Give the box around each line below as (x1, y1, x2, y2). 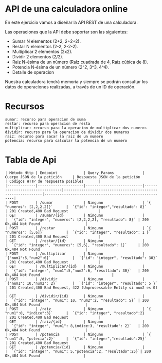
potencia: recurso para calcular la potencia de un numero (5, 138, 127, 143)
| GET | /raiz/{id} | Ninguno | (5, 319, 145, 324)
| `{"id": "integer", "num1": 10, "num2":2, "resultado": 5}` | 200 (5, 298, 149, 303)
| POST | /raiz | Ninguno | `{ (5, 306, 151, 311)
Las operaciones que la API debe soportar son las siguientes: (5, 29, 128, 35)
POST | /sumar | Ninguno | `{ (9, 200, 151, 205)
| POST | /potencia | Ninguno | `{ (5, 332, 151, 337)
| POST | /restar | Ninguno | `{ (5, 225, 151, 230)
